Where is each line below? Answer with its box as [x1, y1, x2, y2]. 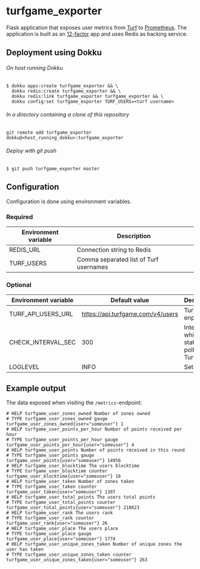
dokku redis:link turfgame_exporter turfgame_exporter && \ [11, 93, 164, 99]
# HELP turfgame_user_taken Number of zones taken [6, 479, 135, 485]
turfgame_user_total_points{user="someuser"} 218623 [6, 505, 140, 511]
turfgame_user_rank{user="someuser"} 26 [6, 521, 108, 527]
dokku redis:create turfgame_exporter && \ [11, 88, 121, 94]
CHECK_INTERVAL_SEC [9, 339, 76, 347]
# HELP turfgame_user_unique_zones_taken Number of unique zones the [6, 542, 183, 548]
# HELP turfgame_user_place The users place [6, 525, 118, 532]
